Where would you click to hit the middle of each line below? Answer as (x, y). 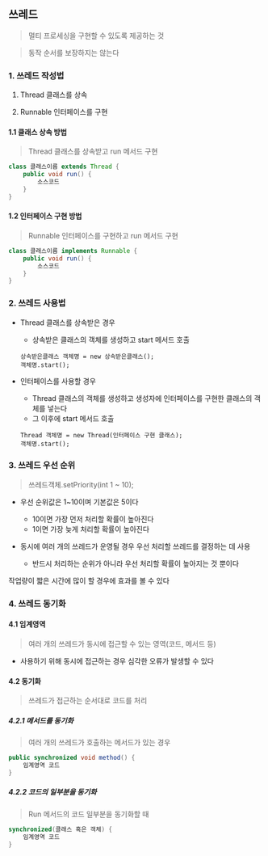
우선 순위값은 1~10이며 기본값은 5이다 (79, 502)
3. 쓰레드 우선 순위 (42, 466)
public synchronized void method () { (72, 758)
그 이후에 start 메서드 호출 (73, 418)
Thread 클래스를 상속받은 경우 (67, 323)
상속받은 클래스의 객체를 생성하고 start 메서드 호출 (111, 339)
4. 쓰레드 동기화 (37, 603)
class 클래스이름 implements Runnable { (73, 251)
